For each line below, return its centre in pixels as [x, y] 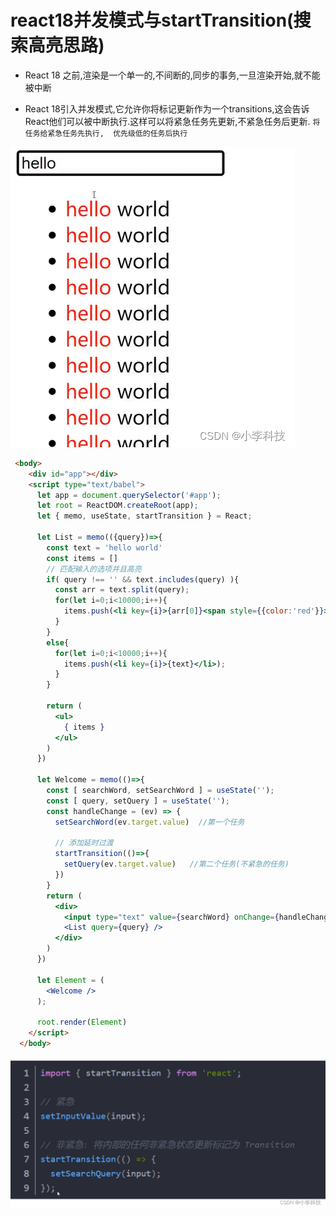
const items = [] [82, 558]
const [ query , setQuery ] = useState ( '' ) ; [138, 801]
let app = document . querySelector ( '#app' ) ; [129, 495]
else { [58, 642]
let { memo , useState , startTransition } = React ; [144, 516]
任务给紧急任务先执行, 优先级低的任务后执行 [106, 133]
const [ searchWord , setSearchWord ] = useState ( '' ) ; [160, 791]
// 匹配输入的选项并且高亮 [94, 569]
